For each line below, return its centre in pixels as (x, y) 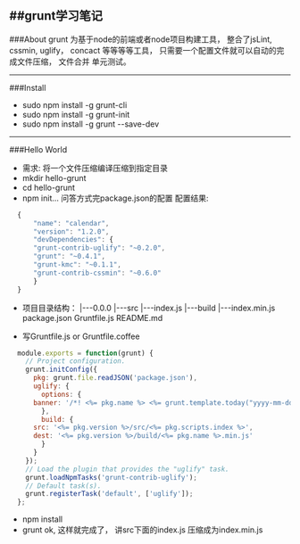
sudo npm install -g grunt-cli (75, 104)
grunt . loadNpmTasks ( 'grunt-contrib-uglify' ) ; (112, 477)
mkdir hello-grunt (54, 177)
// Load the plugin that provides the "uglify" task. (127, 469)
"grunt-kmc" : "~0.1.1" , (77, 265)
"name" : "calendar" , (71, 223)
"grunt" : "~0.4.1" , (69, 257)
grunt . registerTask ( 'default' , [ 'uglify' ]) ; (109, 494)
